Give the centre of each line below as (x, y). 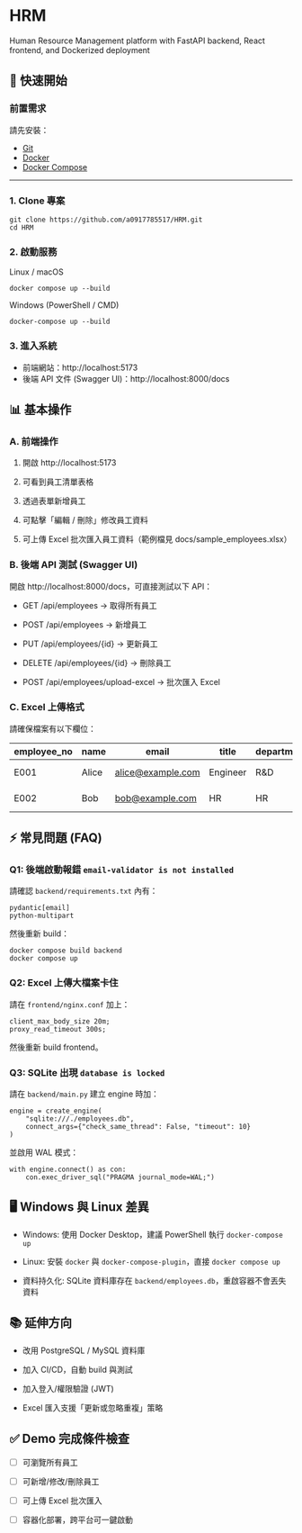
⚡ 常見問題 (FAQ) (56, 838)
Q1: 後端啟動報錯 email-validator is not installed (122, 870)
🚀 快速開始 (38, 81)
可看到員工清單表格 (58, 482)
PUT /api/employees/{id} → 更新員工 (90, 644)
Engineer (228, 772)
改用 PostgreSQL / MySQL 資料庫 (84, 1350)
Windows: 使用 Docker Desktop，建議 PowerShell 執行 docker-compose (152, 1234)
